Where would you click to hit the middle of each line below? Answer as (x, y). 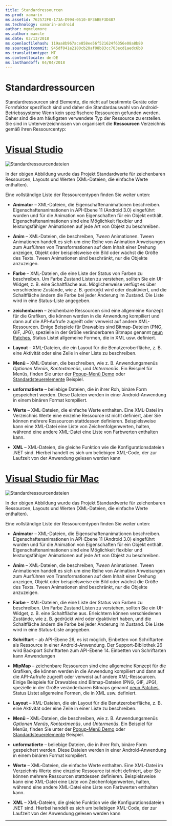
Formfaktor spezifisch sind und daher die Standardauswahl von (72, 108)
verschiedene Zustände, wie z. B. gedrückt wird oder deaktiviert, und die (90, 290)
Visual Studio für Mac (52, 479)
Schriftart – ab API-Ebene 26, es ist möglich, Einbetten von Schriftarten (88, 640)
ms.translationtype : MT (31, 53)
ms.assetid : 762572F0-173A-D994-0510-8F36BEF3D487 (60, 19)
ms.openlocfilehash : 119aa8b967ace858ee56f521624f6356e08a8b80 (74, 44)
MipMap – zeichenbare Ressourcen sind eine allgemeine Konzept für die (89, 666)
